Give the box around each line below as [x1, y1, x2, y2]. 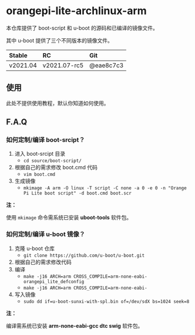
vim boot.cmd [23, 172, 56, 178]
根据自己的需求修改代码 [14, 258, 72, 265]
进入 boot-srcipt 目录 [14, 150, 66, 157]
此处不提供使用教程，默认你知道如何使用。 [6, 99, 109, 107]
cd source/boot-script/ [23, 158, 82, 164]
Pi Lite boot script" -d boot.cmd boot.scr [23, 191, 132, 196]
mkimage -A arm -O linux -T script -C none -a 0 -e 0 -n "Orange [23, 185, 187, 191]
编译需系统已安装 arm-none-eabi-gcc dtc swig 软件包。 [6, 322, 143, 329]
